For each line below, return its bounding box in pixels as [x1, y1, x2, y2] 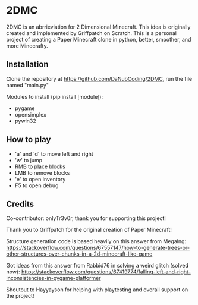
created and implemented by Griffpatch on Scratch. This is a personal [6, 29, 177, 36]
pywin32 [14, 117, 37, 124]
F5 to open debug [14, 182, 59, 189]
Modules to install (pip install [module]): [6, 93, 103, 100]
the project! [6, 293, 34, 300]
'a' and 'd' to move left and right [14, 150, 93, 158]
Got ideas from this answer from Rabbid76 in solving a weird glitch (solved [6, 262, 189, 269]
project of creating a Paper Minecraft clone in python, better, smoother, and [6, 36, 191, 43]
